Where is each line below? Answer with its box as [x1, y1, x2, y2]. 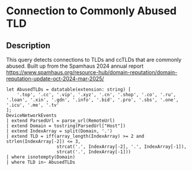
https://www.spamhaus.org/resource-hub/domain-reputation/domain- [6, 69, 178, 75]
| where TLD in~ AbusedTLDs [6, 159, 76, 165]
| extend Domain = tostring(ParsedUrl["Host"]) [6, 123, 126, 129]
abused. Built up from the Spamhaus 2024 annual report [6, 62, 144, 69]
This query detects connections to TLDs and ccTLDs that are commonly [6, 56, 182, 63]
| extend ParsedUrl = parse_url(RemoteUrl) [6, 118, 116, 123]
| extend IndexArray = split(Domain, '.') [6, 128, 113, 134]
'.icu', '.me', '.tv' [6, 102, 60, 108]
